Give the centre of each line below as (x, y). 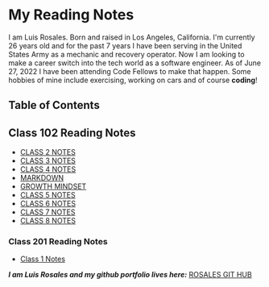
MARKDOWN (42, 178)
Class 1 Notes (43, 259)
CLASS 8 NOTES (48, 221)
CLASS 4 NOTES (48, 169)
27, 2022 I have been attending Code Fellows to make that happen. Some (130, 71)
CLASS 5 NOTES (48, 195)
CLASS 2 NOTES (48, 152)
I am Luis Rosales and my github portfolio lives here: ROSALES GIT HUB (130, 275)
